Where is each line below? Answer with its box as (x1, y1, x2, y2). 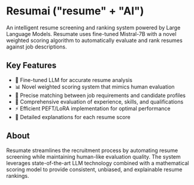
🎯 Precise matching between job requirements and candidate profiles (14, 92, 186, 99)
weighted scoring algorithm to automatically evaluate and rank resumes (6, 37, 183, 44)
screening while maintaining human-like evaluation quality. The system (6, 153, 181, 160)
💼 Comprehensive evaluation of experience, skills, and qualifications (14, 98, 184, 105)
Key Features (6, 60, 57, 71)
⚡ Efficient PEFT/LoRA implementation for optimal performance (14, 105, 171, 112)
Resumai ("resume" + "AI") (6, 4, 144, 18)
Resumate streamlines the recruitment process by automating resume (6, 147, 178, 154)
